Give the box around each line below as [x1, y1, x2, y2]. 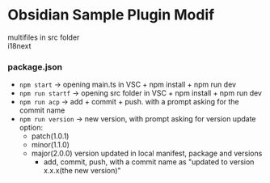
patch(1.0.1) [31, 131, 70, 141]
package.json [7, 61, 62, 72]
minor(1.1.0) [31, 140, 70, 150]
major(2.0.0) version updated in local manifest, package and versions [31, 148, 263, 159]
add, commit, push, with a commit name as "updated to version [43, 157, 255, 167]
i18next [7, 40, 32, 50]
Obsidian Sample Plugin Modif [7, 6, 215, 24]
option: [19, 123, 44, 133]
